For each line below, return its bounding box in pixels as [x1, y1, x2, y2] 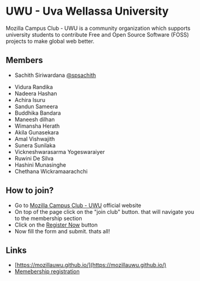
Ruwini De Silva [14, 155, 54, 162]
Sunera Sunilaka [14, 142, 56, 149]
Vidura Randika [14, 83, 53, 90]
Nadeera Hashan [14, 90, 57, 97]
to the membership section [14, 214, 82, 222]
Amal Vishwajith [14, 135, 55, 142]
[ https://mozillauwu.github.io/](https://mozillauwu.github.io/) [14, 261, 166, 269]
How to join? [5, 185, 54, 196]
